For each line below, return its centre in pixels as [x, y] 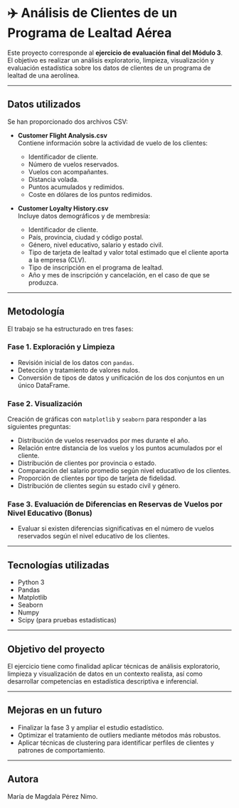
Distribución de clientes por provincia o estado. [87, 463]
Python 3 [31, 583]
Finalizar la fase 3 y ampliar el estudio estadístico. [91, 727]
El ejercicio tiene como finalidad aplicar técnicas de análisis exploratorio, [114, 666]
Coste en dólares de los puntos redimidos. [90, 194]
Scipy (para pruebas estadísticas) [67, 620]
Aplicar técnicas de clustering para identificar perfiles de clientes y [116, 743]
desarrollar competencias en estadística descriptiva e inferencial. [103, 681]
